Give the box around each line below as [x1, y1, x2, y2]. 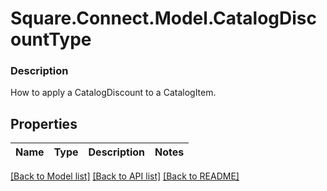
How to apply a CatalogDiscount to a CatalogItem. [10, 87, 217, 99]
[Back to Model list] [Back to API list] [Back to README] [10, 170, 240, 182]
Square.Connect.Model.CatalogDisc [10, 7, 318, 30]
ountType [10, 28, 92, 51]
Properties [10, 115, 78, 132]
